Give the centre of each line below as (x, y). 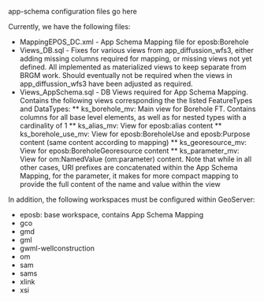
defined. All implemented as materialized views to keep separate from (133, 67)
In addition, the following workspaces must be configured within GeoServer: (132, 199)
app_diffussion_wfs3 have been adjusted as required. (106, 84)
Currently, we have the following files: (69, 26)
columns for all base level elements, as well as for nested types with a (133, 117)
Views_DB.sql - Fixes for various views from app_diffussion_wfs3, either (137, 50)
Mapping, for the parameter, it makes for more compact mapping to (129, 176)
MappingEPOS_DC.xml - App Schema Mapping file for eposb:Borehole (134, 42)
